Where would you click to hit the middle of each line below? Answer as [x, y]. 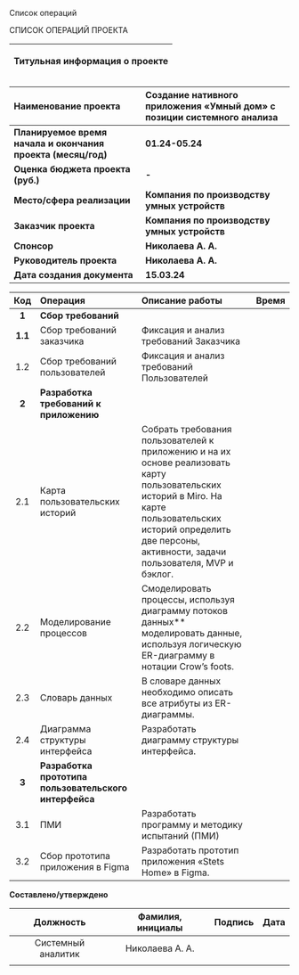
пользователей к [178, 440]
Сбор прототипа [75, 856]
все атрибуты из [177, 703]
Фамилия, [160, 917]
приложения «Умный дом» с [210, 106]
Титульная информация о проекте [91, 61]
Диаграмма [65, 729]
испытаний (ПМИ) [180, 836]
